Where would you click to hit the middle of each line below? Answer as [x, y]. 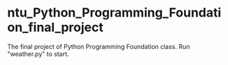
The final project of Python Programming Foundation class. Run [99, 46]
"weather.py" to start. [38, 54]
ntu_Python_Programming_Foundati [114, 13]
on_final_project [55, 27]
